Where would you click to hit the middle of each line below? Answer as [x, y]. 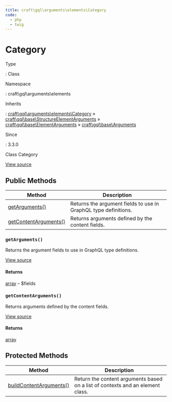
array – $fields [20, 283]
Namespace [18, 84]
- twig [17, 24]
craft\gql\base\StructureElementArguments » [53, 119]
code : [11, 15]
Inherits [13, 104]
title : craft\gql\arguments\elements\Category [56, 10]
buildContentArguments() [39, 385]
